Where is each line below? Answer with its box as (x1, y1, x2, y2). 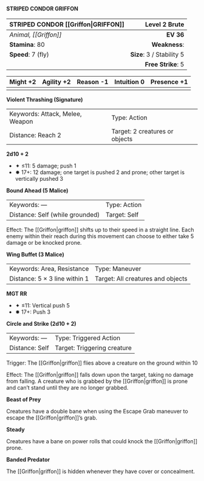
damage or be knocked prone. (6, 239, 82, 247)
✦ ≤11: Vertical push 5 (15, 302, 70, 309)
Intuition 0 (114, 78, 144, 86)
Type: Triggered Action (55, 334, 121, 342)
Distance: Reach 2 (9, 131, 62, 139)
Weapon (9, 118, 33, 126)
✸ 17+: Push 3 (15, 308, 50, 316)
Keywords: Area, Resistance (9, 265, 89, 273)
